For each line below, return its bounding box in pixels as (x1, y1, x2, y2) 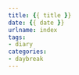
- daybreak (8, 55, 44, 63)
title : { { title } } (8, 11, 72, 20)
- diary (8, 41, 34, 48)
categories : (8, 48, 47, 55)
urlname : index (8, 26, 58, 34)
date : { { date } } (8, 19, 65, 27)
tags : (8, 33, 26, 41)
